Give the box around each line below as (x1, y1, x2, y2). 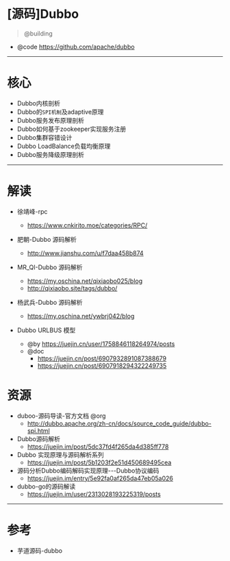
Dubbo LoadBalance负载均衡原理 (16, 142, 111, 150)
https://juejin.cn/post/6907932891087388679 (37, 354, 167, 362)
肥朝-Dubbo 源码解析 (16, 235, 77, 243)
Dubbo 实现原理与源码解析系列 (16, 450, 104, 459)
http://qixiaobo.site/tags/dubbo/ (27, 284, 118, 292)
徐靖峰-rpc (16, 207, 48, 216)
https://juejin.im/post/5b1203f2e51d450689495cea (27, 458, 172, 466)
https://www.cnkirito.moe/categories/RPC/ (27, 221, 148, 229)
